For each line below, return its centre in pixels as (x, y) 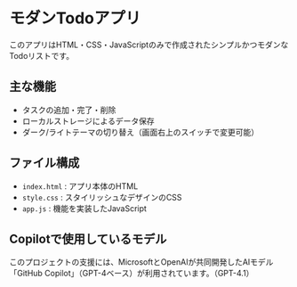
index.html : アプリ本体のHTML (80, 186)
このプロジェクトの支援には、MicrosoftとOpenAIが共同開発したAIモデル (141, 262)
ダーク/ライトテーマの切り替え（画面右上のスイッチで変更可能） (140, 132)
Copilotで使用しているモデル (88, 238)
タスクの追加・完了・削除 (69, 110)
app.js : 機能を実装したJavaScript (84, 208)
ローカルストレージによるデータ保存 (88, 120)
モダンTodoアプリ (75, 18)
